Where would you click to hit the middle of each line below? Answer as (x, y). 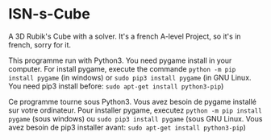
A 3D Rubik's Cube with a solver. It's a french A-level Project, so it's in (125, 36)
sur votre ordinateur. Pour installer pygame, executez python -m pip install (135, 110)
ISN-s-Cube (49, 14)
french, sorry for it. (40, 44)
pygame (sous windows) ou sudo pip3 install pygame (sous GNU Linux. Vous (135, 118)
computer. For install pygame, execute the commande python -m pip (122, 68)
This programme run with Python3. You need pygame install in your (120, 60)
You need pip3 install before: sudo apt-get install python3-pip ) (116, 86)
